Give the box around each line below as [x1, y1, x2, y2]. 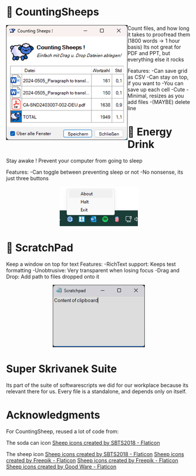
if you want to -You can [127, 79, 184, 87]
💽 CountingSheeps [6, 5, 100, 19]
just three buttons [6, 174, 49, 181]
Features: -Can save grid [127, 67, 188, 74]
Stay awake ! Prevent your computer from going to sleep [6, 157, 143, 164]
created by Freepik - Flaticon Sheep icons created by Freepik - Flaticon [6, 457, 178, 464]
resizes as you [149, 92, 184, 99]
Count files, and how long [127, 25, 190, 32]
